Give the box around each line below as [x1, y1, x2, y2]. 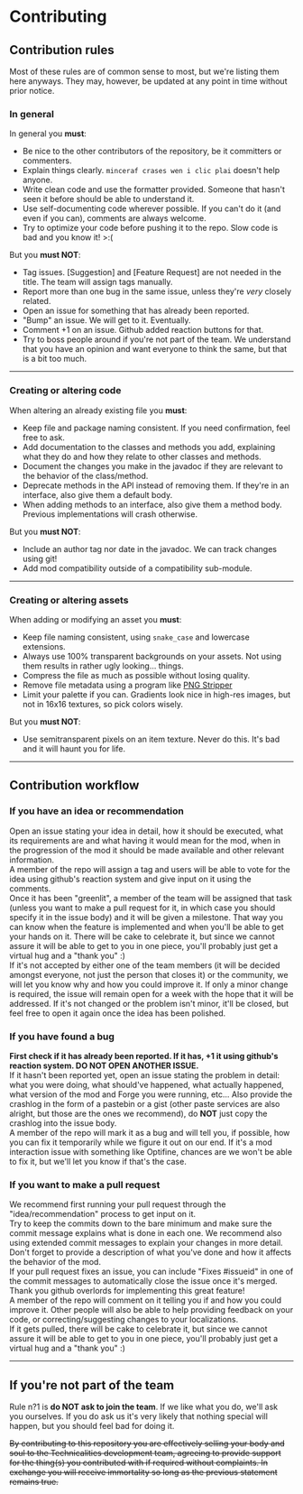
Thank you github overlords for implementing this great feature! [9, 1286, 245, 1296]
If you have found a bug [9, 1030, 115, 1043]
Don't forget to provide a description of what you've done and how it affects [9, 1247, 292, 1258]
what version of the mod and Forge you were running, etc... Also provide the [9, 1089, 293, 1100]
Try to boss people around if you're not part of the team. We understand [22, 334, 291, 345]
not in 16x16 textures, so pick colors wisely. [22, 698, 183, 709]
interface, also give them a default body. [22, 489, 173, 500]
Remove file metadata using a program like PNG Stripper [22, 679, 233, 690]
